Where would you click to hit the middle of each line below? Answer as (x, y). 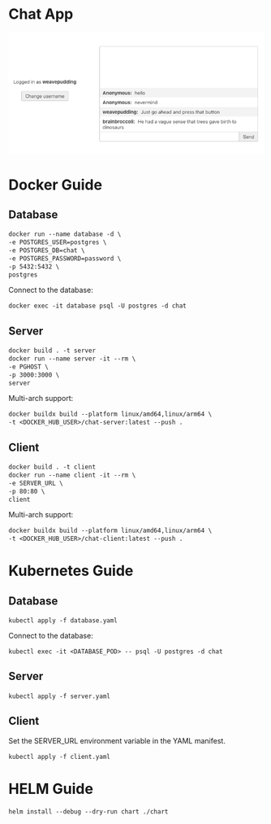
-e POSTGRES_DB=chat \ (47, 251)
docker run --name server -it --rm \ (72, 359)
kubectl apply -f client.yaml (60, 756)
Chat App (41, 14)
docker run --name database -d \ (65, 234)
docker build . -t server (52, 351)
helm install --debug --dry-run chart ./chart (88, 811)
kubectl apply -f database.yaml (63, 620)
